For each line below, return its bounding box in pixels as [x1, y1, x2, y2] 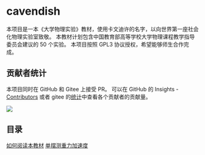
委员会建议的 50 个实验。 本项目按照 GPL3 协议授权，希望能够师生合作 [6, 40, 184, 48]
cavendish [6, 4, 61, 18]
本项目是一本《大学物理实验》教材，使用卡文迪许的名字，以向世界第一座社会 [6, 25, 199, 32]
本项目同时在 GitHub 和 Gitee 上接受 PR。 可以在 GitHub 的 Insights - [6, 85, 179, 93]
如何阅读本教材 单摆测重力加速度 [6, 142, 88, 149]
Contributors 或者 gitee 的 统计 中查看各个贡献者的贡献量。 [6, 93, 151, 100]
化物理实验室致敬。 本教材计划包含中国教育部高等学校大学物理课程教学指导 [6, 32, 195, 40]
